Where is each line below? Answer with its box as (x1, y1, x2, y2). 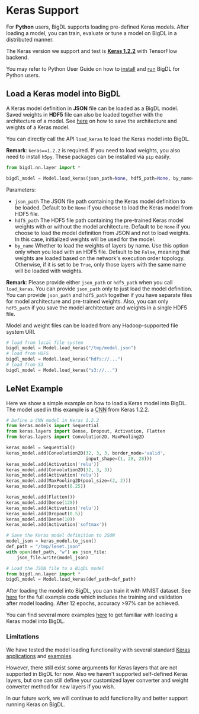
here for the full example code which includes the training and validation (6, 593, 182, 601)
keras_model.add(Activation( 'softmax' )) (6, 522, 108, 528)
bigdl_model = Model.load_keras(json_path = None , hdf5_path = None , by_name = (6, 175, 195, 181)
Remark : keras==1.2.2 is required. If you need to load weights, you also (6, 146, 181, 154)
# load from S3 (6, 362, 44, 368)
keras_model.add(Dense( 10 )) (6, 516, 76, 522)
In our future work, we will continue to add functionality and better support (6, 694, 188, 702)
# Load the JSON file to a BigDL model (6, 565, 105, 571)
